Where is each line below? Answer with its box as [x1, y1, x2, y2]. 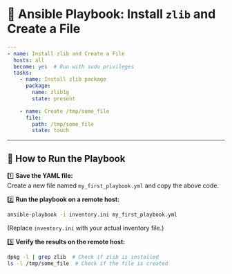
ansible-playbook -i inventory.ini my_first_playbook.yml [7, 211, 177, 219]
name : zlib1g [32, 89, 70, 96]
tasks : [13, 69, 32, 77]
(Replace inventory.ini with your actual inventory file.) [7, 224, 164, 232]
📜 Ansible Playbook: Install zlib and [7, 6, 216, 22]
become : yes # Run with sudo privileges [13, 63, 135, 70]
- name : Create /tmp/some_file [19, 107, 110, 115]
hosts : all [13, 57, 45, 64]
